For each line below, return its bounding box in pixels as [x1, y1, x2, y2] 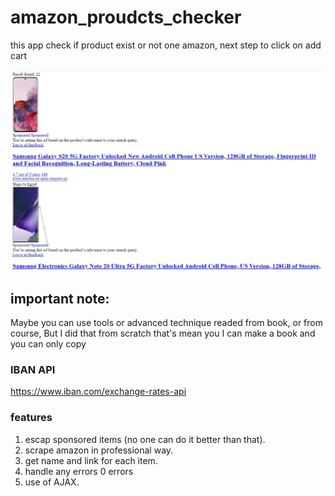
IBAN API [10, 363, 56, 377]
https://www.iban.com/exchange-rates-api [10, 386, 187, 398]
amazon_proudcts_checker [10, 6, 242, 29]
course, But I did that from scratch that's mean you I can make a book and [10, 327, 316, 340]
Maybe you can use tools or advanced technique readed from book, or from [10, 317, 323, 329]
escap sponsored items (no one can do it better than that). [24, 433, 266, 445]
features [10, 411, 53, 425]
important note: [10, 290, 110, 307]
